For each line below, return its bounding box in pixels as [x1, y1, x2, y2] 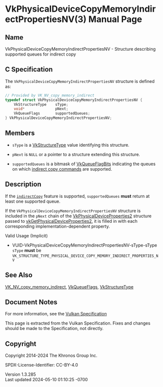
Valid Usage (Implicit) [5, 232, 48, 238]
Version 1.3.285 [5, 371, 36, 377]
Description [5, 180, 41, 189]
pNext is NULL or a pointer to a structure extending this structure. [12, 151, 140, 157]
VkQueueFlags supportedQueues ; [14, 111, 91, 116]
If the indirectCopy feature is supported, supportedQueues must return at [5, 193, 150, 199]
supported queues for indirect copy [5, 51, 76, 57]
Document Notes [5, 298, 57, 306]
